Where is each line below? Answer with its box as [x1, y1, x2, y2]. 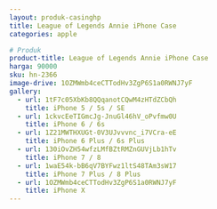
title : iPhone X [25, 186, 86, 196]
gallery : [9, 86, 42, 96]
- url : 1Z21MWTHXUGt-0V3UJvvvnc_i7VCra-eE [17, 128, 177, 138]
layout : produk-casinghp [9, 12, 101, 22]
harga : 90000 [9, 62, 58, 71]
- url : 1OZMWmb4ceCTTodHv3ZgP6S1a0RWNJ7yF [17, 178, 177, 187]
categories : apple [9, 29, 77, 38]
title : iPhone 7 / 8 [25, 153, 101, 162]
